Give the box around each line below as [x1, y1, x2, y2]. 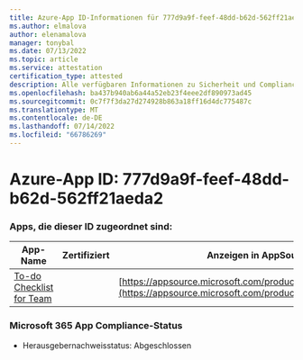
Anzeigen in [207, 249, 260, 262]
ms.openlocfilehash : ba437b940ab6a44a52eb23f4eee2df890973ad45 [9, 88, 252, 97]
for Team [14, 292, 52, 305]
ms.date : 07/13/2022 [9, 47, 87, 56]
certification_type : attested [9, 72, 124, 81]
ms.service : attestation [9, 64, 103, 73]
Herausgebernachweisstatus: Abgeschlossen [22, 339, 192, 351]
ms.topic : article [9, 55, 78, 64]
